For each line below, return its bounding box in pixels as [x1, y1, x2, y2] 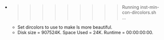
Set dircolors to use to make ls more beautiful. [17, 24, 112, 30]
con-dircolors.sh [121, 9, 156, 15]
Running [121, 4, 139, 10]
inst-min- [139, 4, 159, 10]
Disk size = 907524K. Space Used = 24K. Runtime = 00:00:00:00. [17, 30, 153, 35]
